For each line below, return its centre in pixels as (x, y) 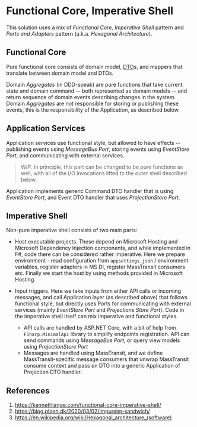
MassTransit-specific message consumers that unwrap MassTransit (106, 359)
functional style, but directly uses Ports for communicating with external (103, 303)
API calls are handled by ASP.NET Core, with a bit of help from (100, 328)
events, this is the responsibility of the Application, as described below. (93, 110)
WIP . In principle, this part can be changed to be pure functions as (102, 167)
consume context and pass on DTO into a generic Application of (102, 366)
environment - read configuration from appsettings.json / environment (101, 261)
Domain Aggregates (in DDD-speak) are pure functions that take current (94, 84)
